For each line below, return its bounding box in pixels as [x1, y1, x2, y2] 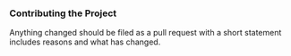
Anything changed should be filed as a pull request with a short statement [9, 28, 282, 38]
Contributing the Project [9, 7, 117, 20]
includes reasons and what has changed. [9, 36, 161, 47]
